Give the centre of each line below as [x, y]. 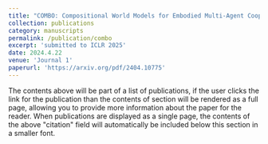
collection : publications [51, 23]
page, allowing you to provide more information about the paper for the [125, 107]
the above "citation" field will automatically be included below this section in [133, 124]
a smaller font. [32, 133]
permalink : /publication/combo [60, 38]
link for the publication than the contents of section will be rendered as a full [133, 99]
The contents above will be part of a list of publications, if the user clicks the [134, 90]
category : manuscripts [46, 30]
